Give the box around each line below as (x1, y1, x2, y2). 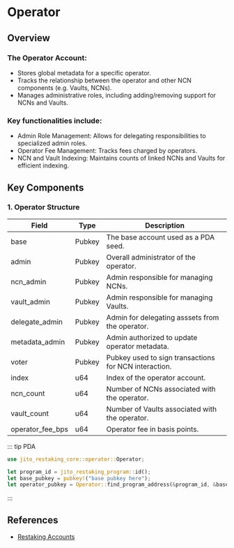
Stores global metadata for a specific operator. (17, 68, 151, 77)
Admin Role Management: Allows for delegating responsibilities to (17, 132, 207, 140)
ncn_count (10, 388, 45, 398)
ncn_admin (10, 276, 47, 286)
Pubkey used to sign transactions (106, 353, 215, 362)
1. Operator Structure (7, 202, 80, 212)
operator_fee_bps (10, 424, 68, 434)
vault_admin (10, 297, 51, 306)
